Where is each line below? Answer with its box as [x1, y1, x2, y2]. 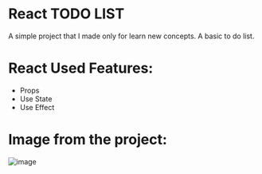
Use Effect [19, 102, 55, 112]
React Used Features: [8, 59, 154, 77]
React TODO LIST [8, 5, 125, 23]
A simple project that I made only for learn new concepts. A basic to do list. [8, 31, 255, 41]
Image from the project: [8, 131, 167, 148]
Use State [19, 93, 53, 104]
